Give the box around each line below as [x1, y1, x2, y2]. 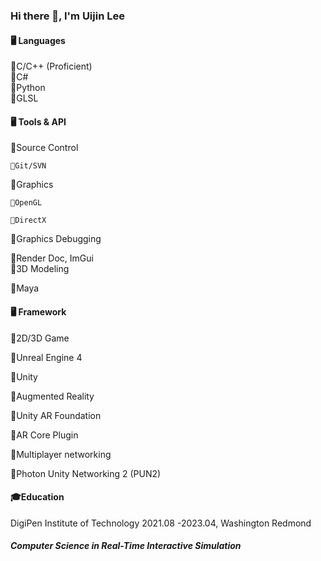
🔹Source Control [10, 142, 79, 154]
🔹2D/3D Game [10, 332, 70, 344]
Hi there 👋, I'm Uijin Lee [10, 9, 125, 23]
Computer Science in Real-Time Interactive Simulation [10, 540, 242, 552]
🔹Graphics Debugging [10, 233, 102, 245]
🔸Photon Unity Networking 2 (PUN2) [10, 467, 162, 479]
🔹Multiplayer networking [10, 448, 112, 460]
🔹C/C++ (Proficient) [10, 60, 93, 73]
